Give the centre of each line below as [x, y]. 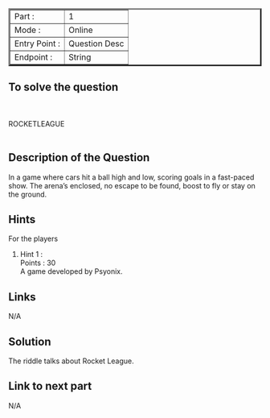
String [80, 57]
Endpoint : [34, 57]
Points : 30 [38, 263]
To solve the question [63, 87]
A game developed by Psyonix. [71, 271]
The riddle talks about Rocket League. [71, 361]
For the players [33, 239]
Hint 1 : [31, 255]
